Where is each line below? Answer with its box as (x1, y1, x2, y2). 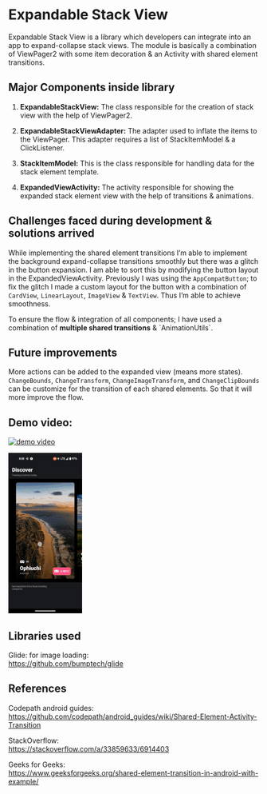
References (8, 682, 67, 696)
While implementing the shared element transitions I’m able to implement (8, 248, 248, 257)
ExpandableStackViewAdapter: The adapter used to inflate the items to (19, 126, 257, 135)
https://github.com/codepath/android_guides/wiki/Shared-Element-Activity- (8, 712, 257, 721)
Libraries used (8, 629, 81, 643)
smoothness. (8, 298, 51, 309)
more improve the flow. (8, 393, 84, 402)
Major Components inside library (8, 81, 175, 94)
